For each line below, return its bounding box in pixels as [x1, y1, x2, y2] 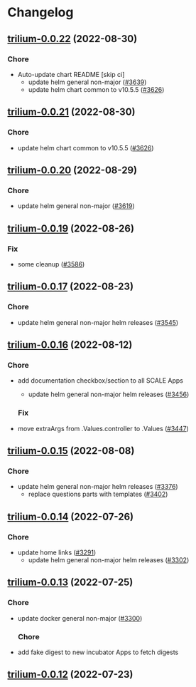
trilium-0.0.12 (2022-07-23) [7, 668, 134, 681]
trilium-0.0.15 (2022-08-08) [7, 445, 135, 457]
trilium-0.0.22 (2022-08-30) [7, 33, 138, 45]
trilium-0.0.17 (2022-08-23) [7, 281, 134, 293]
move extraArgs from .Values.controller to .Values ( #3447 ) [17, 424, 190, 433]
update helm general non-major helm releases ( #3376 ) [17, 482, 179, 491]
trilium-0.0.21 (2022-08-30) [7, 106, 136, 118]
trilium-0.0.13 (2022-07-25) [7, 577, 134, 589]
